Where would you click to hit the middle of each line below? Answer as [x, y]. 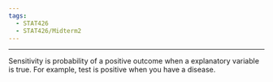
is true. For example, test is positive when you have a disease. [112, 70]
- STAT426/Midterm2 [49, 31]
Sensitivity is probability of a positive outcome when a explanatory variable [134, 61]
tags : [17, 16]
